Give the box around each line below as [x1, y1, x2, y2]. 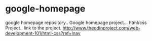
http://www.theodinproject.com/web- [62, 24, 141, 30]
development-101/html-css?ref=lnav [5, 30, 81, 36]
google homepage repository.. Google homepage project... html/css [5, 19, 147, 25]
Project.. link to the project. [5, 24, 62, 30]
